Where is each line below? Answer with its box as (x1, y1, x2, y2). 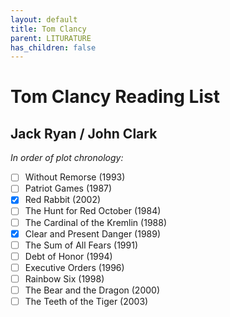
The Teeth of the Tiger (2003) (24, 295, 149, 307)
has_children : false (10, 42, 97, 53)
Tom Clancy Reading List (10, 86, 220, 108)
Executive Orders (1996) (24, 261, 125, 273)
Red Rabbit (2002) (24, 194, 102, 206)
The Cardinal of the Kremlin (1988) (24, 216, 167, 228)
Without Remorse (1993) (24, 171, 126, 183)
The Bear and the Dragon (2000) (24, 284, 160, 296)
